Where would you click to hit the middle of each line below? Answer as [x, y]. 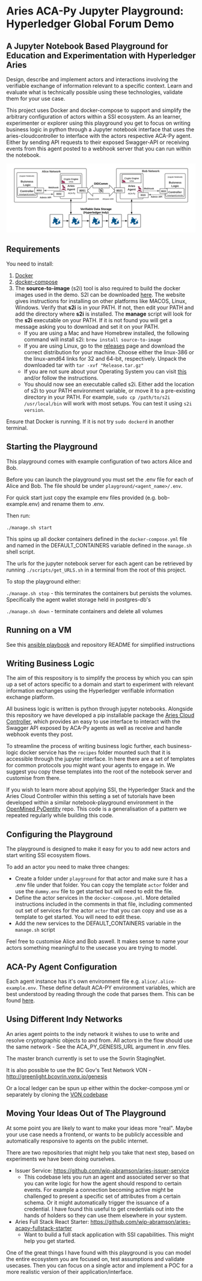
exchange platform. [30, 697]
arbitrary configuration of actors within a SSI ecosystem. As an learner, [94, 117]
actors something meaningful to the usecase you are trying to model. [92, 948]
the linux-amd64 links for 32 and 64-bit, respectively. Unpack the [105, 358]
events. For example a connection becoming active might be [99, 1189]
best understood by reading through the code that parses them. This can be [100, 994]
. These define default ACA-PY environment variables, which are [116, 987]
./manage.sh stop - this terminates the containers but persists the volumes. [99, 593]
